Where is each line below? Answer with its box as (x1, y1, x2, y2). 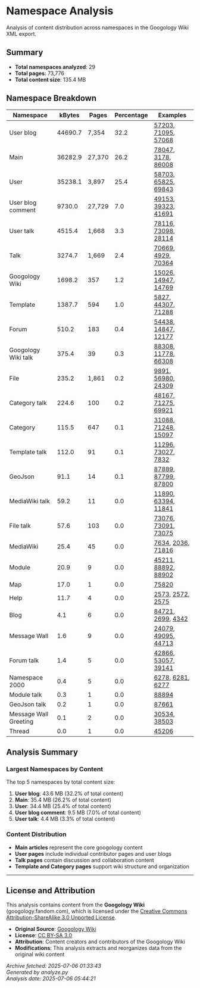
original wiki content (14, 951, 65, 958)
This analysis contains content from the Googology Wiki (6, 901, 145, 909)
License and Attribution (6, 886, 95, 896)
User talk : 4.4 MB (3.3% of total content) (14, 815, 115, 822)
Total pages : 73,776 (14, 70, 64, 77)
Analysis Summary (6, 747, 79, 757)
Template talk (9, 448, 47, 456)
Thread (9, 727, 30, 735)
